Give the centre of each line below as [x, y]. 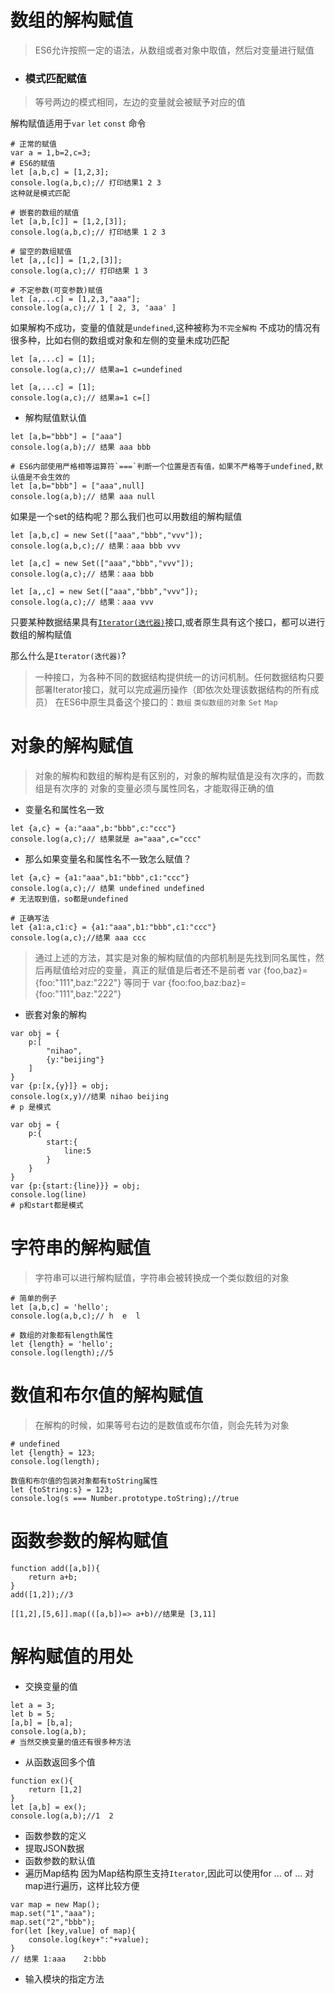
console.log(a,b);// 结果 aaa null [83, 497]
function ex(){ [42, 1781]
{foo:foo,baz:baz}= [207, 983]
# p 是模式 [31, 1107]
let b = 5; [33, 1714]
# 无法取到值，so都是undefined [69, 899]
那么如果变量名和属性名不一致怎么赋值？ [108, 859]
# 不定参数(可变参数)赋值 [56, 291]
